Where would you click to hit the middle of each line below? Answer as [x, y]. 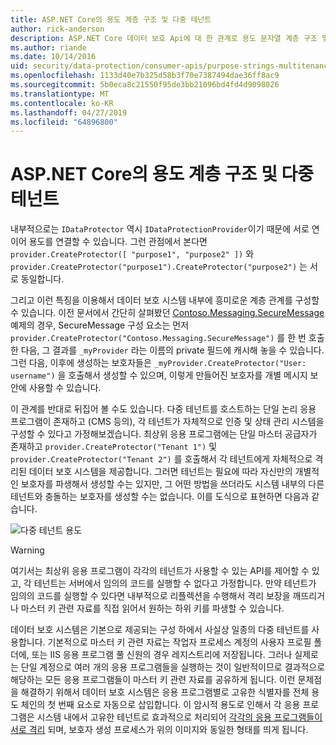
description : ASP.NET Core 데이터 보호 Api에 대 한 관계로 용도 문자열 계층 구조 [164, 38]
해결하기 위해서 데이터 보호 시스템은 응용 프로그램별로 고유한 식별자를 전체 [165, 692]
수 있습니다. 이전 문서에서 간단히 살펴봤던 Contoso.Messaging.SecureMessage [167, 313]
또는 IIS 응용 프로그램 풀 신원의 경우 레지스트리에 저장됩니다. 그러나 [162, 655]
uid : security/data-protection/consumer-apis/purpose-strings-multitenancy [171, 66]
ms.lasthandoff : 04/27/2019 [69, 112]
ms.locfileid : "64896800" [64, 122]
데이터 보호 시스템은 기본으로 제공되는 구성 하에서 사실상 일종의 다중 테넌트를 [160, 630]
